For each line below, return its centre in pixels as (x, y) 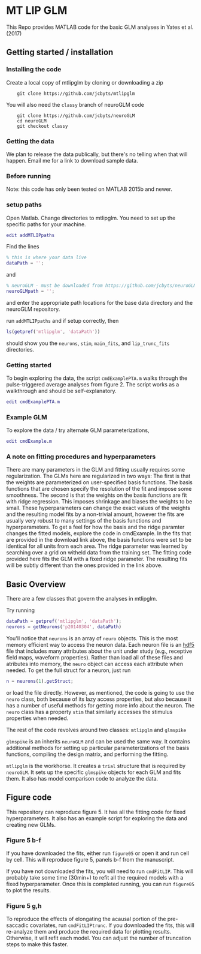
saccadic (17, 925)
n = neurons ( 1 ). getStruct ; (40, 681)
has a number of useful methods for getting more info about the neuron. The (100, 705)
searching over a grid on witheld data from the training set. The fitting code (99, 553)
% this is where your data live (46, 258)
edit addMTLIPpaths (31, 235)
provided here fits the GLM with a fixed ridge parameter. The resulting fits (97, 559)
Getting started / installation (60, 52)
